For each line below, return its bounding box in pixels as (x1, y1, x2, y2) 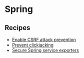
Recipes (4, 23, 30, 32)
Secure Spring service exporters (11, 47, 79, 53)
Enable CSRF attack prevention (11, 36, 76, 42)
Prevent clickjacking (11, 42, 53, 48)
